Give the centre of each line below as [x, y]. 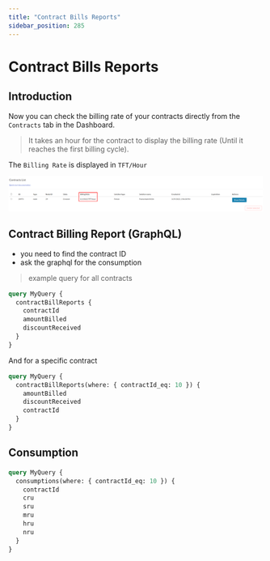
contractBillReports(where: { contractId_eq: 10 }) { [108, 385]
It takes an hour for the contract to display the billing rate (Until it [136, 140]
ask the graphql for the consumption [81, 262]
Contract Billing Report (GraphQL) [95, 234]
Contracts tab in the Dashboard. [62, 125]
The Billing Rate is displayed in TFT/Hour [78, 164]
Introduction [40, 97]
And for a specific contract [53, 360]
